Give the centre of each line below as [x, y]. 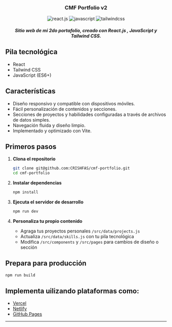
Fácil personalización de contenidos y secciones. [64, 109]
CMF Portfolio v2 [86, 8]
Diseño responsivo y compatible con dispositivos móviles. [74, 103]
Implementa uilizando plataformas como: [72, 291]
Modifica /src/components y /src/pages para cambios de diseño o [89, 242]
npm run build [20, 275]
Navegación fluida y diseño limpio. [49, 125]
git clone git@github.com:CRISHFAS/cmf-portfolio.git [71, 168]
